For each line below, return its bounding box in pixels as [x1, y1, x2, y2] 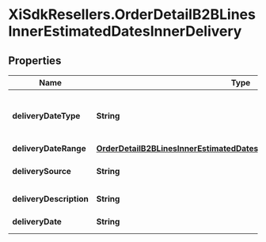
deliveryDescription [12, 194, 89, 204]
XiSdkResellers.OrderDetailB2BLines [8, 6, 256, 24]
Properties [8, 54, 62, 67]
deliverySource [12, 166, 71, 176]
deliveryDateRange [12, 143, 86, 153]
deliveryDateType [12, 111, 81, 121]
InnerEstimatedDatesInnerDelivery [8, 22, 242, 40]
